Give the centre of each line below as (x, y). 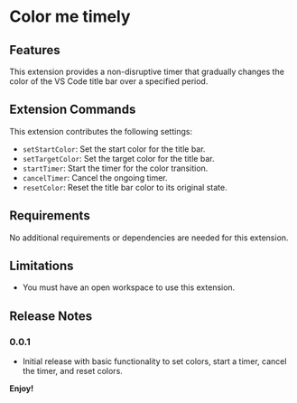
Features (35, 50)
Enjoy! (22, 389)
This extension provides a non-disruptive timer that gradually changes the (147, 71)
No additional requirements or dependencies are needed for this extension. (149, 238)
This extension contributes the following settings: (101, 131)
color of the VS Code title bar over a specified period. (109, 81)
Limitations (42, 266)
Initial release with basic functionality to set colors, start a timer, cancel (154, 361)
